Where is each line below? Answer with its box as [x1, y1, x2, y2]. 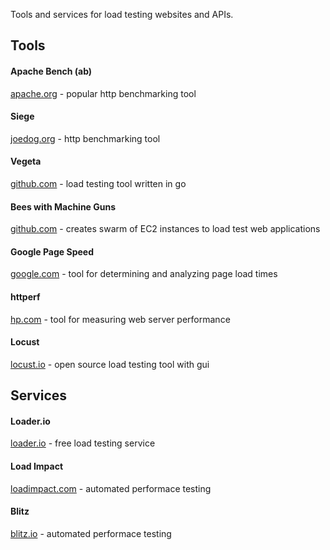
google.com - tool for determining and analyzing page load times [10, 268, 278, 280]
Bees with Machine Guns [10, 200, 117, 213]
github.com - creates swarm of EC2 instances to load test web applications [10, 223, 321, 235]
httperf [10, 291, 41, 303]
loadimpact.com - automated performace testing [10, 482, 212, 494]
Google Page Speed [10, 245, 94, 258]
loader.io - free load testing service [10, 437, 156, 449]
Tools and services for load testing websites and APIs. [10, 9, 234, 20]
